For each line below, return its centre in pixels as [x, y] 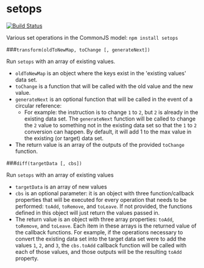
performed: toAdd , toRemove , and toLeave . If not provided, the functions [104, 206]
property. [27, 258]
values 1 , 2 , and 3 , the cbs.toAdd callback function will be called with [101, 245]
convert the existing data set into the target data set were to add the [100, 239]
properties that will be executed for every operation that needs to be [101, 199]
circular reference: [38, 105]
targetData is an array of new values [61, 187]
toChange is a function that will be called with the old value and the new [104, 86]
